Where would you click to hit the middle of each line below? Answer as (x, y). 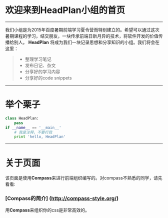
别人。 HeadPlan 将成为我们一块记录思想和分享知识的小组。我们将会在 (87, 42)
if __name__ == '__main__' (33, 127)
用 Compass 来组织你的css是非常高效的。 (47, 210)
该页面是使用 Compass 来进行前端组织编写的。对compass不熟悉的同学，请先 (84, 178)
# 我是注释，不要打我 (33, 132)
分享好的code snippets (48, 77)
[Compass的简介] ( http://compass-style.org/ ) (62, 198)
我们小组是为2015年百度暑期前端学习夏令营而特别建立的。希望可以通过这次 (82, 29)
